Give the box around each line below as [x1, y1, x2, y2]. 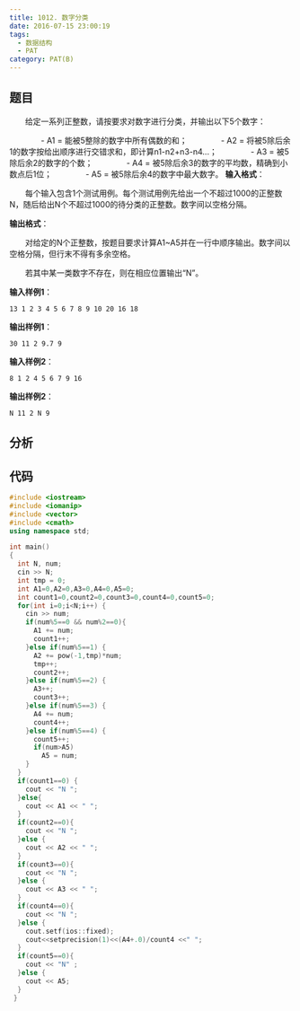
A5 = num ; [41, 752, 78, 760]
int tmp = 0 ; [17, 576, 66, 585]
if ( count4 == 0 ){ [17, 901, 75, 911]
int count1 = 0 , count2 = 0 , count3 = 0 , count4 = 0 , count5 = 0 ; [17, 593, 216, 602]
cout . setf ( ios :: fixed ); [25, 927, 115, 936]
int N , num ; [17, 559, 63, 568]
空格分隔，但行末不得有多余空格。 [9, 248, 136, 259]
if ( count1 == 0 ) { [17, 776, 78, 786]
